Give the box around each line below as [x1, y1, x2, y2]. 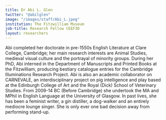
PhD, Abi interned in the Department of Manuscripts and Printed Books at [5, 61, 157, 67]
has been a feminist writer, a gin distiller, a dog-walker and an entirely [5, 98, 149, 104]
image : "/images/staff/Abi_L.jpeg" [5, 17, 80, 22]
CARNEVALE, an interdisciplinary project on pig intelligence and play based [5, 77, 161, 83]
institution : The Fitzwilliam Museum [5, 21, 85, 27]
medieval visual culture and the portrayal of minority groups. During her [5, 55, 154, 61]
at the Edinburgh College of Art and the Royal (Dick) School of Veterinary [5, 82, 156, 88]
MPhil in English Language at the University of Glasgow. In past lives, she [5, 93, 157, 99]
